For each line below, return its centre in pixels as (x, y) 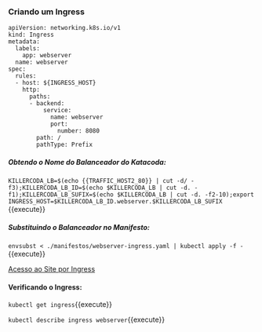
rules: (26, 76)
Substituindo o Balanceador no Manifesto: (79, 227)
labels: (28, 49)
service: (57, 111)
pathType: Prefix (64, 145)
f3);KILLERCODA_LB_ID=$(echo (56, 188)
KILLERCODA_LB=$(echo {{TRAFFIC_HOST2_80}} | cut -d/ (98, 181)
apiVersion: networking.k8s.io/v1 (65, 28)
